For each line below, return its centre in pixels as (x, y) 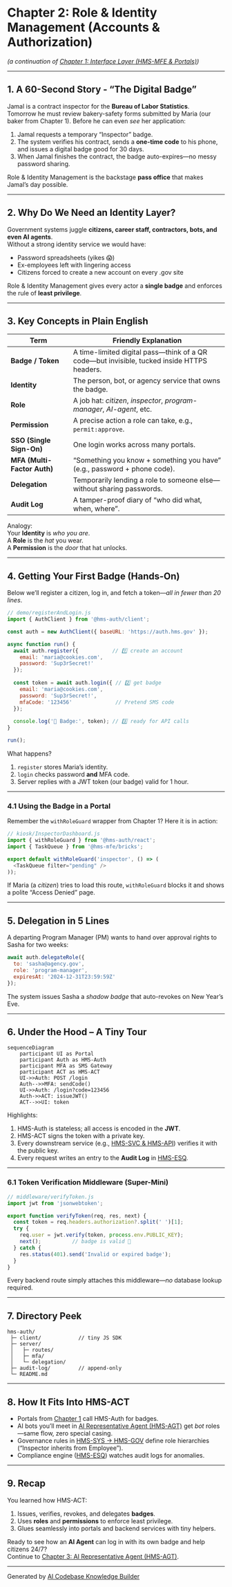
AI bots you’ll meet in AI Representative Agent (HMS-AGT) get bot (110, 1426)
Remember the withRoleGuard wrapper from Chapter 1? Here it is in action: (113, 821)
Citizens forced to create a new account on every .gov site (100, 272)
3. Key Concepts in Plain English (78, 321)
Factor (21, 469)
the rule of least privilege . (45, 293)
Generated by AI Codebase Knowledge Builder (74, 1576)
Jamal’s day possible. (38, 184)
